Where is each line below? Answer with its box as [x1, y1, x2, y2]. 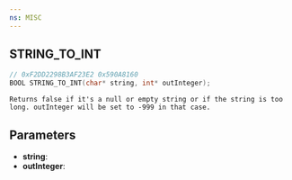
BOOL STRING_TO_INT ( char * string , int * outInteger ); [9, 78, 211, 88]
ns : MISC [9, 13, 42, 22]
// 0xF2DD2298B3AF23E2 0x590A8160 [9, 70, 139, 79]
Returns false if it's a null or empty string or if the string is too [9, 95, 283, 104]
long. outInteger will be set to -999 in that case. [9, 103, 211, 112]
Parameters [9, 127, 76, 142]
